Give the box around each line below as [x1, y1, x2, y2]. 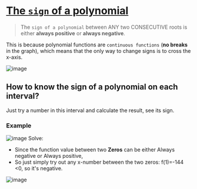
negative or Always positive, [14, 153, 84, 160]
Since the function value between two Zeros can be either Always [14, 146, 175, 153]
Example [6, 122, 32, 130]
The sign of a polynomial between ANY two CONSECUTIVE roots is [20, 23, 188, 31]
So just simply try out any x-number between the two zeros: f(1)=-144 [14, 158, 184, 166]
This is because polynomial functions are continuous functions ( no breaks [6, 41, 188, 48]
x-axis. [6, 53, 23, 60]
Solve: [28, 135, 44, 142]
